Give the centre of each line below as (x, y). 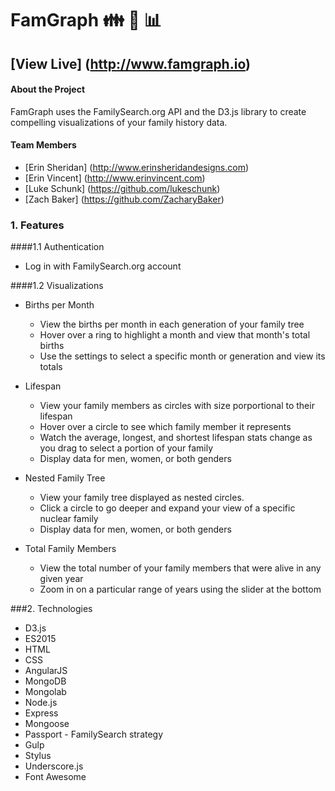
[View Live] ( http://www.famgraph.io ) (130, 63)
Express (41, 713)
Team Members (43, 145)
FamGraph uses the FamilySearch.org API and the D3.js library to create (158, 111)
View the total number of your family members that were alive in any (180, 568)
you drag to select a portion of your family (126, 448)
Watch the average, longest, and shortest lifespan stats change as (176, 438)
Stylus (38, 756)
